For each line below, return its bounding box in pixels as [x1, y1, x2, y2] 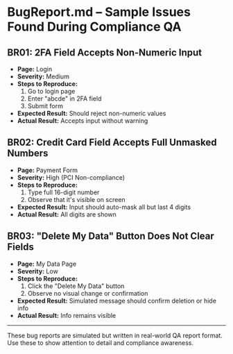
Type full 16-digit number [27, 188, 100, 196]
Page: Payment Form [17, 166, 78, 174]
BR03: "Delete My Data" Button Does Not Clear [7, 230, 215, 242]
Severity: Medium [17, 72, 69, 81]
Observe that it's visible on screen [27, 195, 126, 203]
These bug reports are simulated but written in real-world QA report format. [7, 331, 223, 339]
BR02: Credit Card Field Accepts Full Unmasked [7, 137, 217, 149]
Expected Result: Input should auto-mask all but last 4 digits [17, 203, 191, 211]
